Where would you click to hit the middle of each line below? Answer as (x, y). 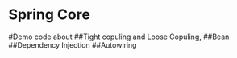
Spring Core (50, 15)
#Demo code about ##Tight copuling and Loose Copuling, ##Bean (119, 37)
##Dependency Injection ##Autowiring (73, 44)
